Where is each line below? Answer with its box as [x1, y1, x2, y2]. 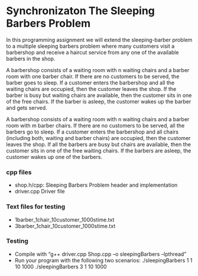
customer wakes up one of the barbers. [6, 153, 102, 160]
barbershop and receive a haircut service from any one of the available [6, 48, 179, 56]
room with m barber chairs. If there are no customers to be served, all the [6, 122, 185, 129]
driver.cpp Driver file [14, 188, 65, 195]
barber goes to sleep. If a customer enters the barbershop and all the [6, 79, 175, 86]
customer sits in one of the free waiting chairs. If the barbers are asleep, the [6, 147, 191, 154]
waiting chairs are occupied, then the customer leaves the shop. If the [6, 85, 177, 92]
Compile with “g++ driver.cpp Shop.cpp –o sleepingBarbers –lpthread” [14, 250, 187, 258]
